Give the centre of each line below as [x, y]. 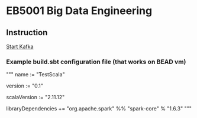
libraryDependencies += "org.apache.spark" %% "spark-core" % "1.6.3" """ [99, 109]
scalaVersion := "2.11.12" [35, 97]
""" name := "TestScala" [35, 75]
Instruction [27, 33]
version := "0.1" [25, 86]
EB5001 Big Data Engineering [79, 11]
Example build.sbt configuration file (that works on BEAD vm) [96, 62]
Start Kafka [20, 46]
